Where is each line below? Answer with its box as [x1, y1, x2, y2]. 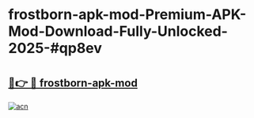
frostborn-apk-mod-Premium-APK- [8, 6, 247, 24]
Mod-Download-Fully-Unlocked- [8, 22, 228, 40]
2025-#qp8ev [8, 40, 103, 57]
